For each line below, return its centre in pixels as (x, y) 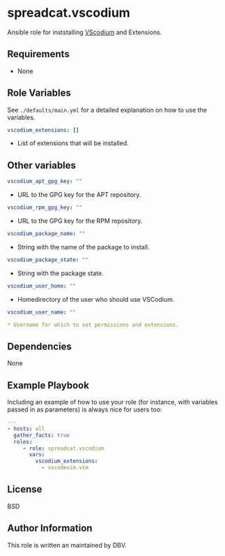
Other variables (42, 165)
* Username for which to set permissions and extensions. (93, 325)
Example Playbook (48, 385)
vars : (37, 455)
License (25, 489)
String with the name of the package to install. (83, 247)
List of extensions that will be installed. (73, 143)
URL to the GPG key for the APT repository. (79, 195)
